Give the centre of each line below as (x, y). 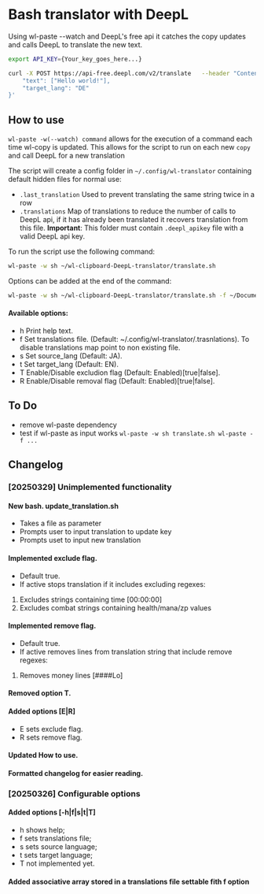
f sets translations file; (55, 838)
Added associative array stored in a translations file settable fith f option (129, 881)
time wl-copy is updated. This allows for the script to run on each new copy (130, 147)
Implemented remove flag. (52, 626)
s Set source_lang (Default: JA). (71, 356)
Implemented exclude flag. (53, 558)
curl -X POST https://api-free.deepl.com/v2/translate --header (119, 73)
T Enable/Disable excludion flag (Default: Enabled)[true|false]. (120, 373)
